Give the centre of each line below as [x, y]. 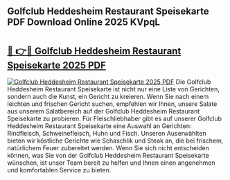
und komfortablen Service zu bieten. [59, 170]
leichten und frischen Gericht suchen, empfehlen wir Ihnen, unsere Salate [112, 104]
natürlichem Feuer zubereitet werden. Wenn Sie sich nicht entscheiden [108, 148]
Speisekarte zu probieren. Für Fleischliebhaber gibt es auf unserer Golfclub [115, 118]
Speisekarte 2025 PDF [56, 65]
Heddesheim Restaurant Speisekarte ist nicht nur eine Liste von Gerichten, [114, 89]
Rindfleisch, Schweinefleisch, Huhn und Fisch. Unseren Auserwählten [107, 133]
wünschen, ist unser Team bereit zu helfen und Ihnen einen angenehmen [111, 163]
